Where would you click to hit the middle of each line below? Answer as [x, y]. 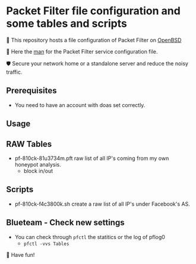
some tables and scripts [67, 23]
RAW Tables [29, 144]
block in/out [38, 171]
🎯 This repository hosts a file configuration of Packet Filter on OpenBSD [94, 40]
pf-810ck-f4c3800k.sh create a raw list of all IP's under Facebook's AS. [102, 204]
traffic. [14, 72]
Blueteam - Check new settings [65, 223]
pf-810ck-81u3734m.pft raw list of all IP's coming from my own [92, 158]
